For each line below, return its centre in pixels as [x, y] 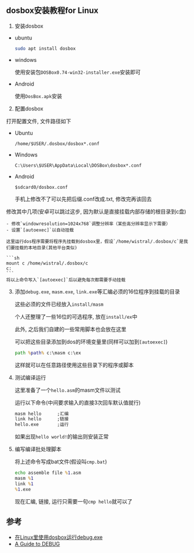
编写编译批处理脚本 [38, 449]
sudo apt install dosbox [45, 48]
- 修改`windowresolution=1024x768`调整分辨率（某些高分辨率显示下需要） [88, 224]
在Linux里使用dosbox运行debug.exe [59, 537]
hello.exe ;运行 [42, 425]
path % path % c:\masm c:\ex [48, 353]
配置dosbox [29, 109]
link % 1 [24, 484]
